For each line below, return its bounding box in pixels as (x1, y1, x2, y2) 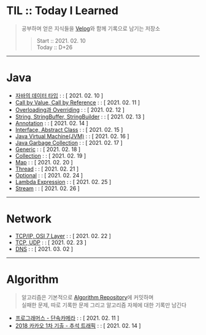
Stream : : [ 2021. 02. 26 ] (15, 185, 80, 192)
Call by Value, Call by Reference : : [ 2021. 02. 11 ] (15, 99, 140, 106)
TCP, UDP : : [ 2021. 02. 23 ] (15, 239, 87, 246)
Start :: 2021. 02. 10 (36, 37, 86, 44)
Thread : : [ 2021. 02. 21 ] (15, 165, 79, 172)
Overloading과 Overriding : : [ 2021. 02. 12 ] (15, 106, 124, 114)
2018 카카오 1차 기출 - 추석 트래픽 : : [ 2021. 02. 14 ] (15, 322, 141, 329)
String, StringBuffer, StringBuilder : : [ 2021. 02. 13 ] (15, 113, 145, 120)
